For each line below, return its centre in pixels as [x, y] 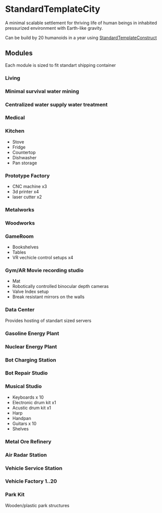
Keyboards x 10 [28, 397]
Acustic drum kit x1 [32, 408]
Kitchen [15, 131]
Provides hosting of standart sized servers [48, 321]
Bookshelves [25, 247]
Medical [15, 118]
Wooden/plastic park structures [37, 505]
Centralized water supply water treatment [56, 104]
